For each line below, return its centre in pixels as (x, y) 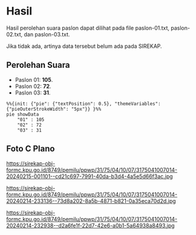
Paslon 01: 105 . (34, 79)
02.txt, (15, 34)
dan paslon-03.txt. (47, 34)
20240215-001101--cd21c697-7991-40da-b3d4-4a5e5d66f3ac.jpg (90, 176)
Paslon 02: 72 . (33, 86)
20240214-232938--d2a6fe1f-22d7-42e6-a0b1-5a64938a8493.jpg (90, 225)
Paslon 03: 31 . (33, 93)
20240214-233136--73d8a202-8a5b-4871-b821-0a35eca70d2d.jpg (91, 200)
